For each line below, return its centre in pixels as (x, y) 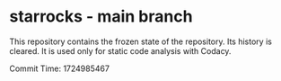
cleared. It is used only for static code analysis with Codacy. (120, 50)
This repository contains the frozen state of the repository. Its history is (140, 41)
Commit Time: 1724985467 (60, 68)
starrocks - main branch (101, 17)
